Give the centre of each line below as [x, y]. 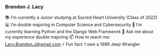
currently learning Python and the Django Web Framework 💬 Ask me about [79, 32]
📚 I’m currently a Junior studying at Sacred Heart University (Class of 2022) [81, 17]
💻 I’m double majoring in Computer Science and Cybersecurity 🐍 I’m [74, 25]
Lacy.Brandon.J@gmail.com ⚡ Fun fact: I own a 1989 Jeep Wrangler [73, 44]
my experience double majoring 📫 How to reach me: [58, 37]
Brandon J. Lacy [24, 7]
